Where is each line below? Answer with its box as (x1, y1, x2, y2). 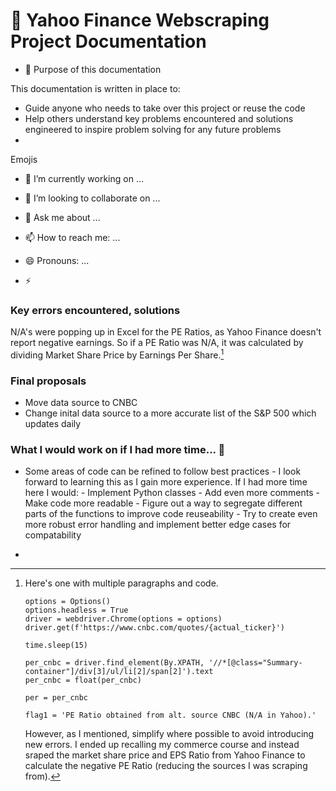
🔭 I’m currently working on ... (24, 172, 144, 184)
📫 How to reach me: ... (24, 231, 121, 243)
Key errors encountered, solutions (10, 303, 181, 317)
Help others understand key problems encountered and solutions (24, 112, 294, 124)
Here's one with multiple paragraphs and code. (24, 577, 219, 589)
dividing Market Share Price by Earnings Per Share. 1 (10, 347, 225, 361)
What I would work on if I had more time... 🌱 (10, 443, 226, 457)
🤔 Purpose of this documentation (24, 63, 162, 75)
